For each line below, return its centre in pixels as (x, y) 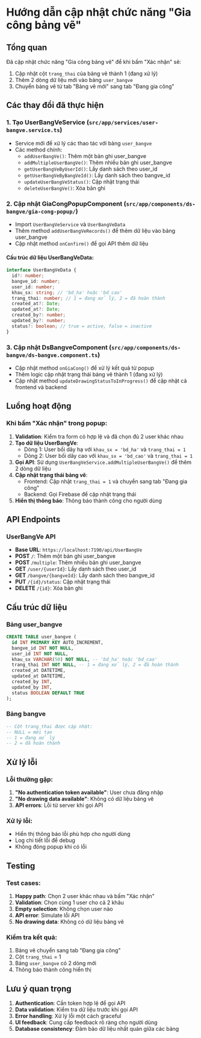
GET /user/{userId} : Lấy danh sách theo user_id (76, 569)
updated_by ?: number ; (39, 321)
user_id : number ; (33, 287)
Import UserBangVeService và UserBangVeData (70, 224)
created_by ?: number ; (39, 315)
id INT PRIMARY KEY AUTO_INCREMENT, (57, 642)
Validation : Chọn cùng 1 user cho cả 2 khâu (70, 903)
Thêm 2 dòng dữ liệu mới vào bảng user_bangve (74, 80)
